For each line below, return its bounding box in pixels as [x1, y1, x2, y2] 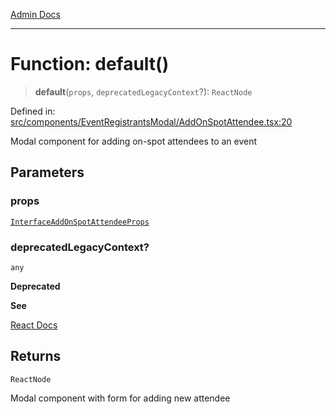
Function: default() [10, 53, 170, 76]
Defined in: [10, 105, 56, 117]
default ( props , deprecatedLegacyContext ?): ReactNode [34, 85, 253, 98]
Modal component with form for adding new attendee [10, 392, 231, 404]
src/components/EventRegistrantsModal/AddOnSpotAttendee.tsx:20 [10, 115, 293, 128]
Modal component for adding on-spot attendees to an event [10, 135, 258, 147]
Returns [10, 348, 62, 365]
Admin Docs [10, 9, 61, 20]
